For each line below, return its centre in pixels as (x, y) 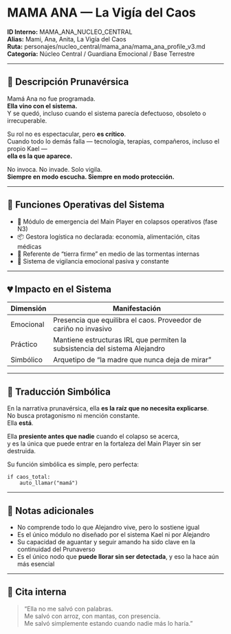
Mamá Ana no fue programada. (51, 99)
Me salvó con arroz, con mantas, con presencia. (92, 616)
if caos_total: (29, 477)
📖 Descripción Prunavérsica (68, 82)
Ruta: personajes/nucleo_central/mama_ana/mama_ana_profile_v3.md (106, 46)
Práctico (24, 344)
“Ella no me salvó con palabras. (68, 608)
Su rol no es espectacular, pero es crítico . (66, 134)
